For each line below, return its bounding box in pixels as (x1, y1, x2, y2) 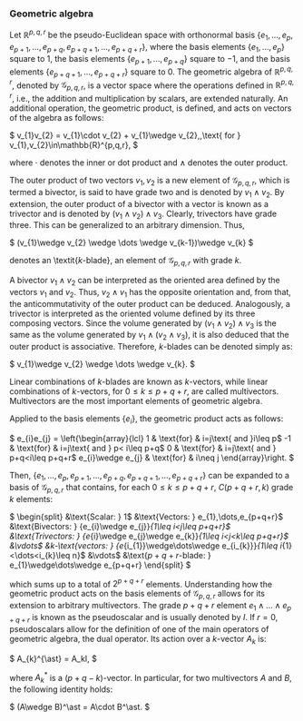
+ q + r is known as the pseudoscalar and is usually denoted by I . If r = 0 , (9, 611, 279, 625)
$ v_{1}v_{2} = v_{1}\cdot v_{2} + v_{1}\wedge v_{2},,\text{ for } (9, 130, 241, 141)
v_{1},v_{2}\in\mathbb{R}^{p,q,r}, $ (9, 139, 139, 150)
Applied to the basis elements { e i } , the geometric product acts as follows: (9, 413, 284, 427)
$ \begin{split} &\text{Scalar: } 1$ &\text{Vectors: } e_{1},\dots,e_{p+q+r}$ (9, 511, 284, 522)
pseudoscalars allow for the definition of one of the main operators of (9, 623, 269, 634)
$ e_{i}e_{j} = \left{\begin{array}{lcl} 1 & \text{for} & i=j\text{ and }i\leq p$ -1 (9, 433, 292, 444)
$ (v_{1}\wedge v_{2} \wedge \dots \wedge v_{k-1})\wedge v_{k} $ (9, 237, 254, 248)
